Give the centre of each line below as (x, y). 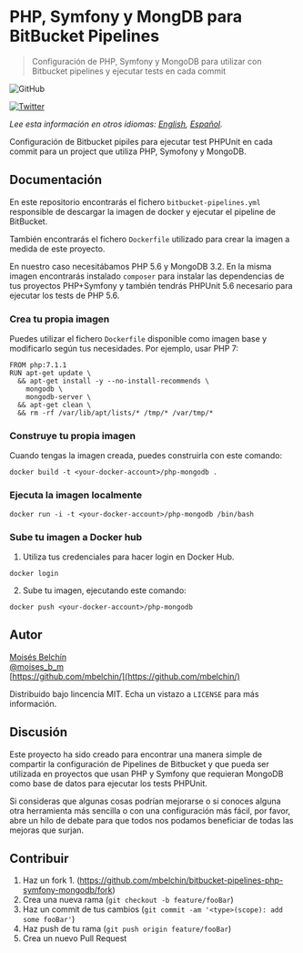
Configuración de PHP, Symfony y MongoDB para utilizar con (146, 61)
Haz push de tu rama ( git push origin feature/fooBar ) (127, 929)
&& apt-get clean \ (55, 405)
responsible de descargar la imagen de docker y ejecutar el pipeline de (142, 211)
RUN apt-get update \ (50, 374)
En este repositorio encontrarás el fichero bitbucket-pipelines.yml (135, 201)
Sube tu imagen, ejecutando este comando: (104, 590)
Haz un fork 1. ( (51, 880)
